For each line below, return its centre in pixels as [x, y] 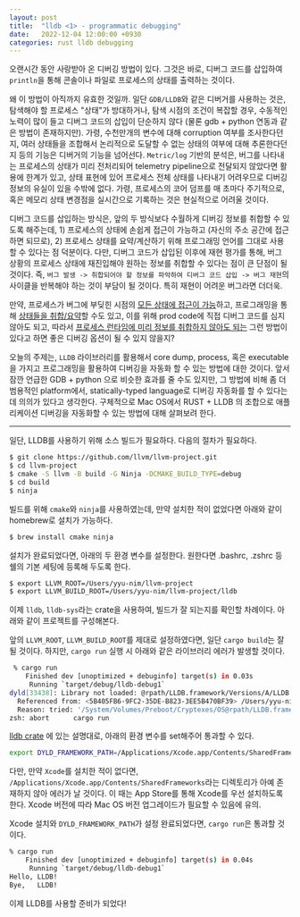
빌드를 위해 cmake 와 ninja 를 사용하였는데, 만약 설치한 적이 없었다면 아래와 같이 [146, 509]
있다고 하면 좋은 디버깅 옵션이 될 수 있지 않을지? [92, 338]
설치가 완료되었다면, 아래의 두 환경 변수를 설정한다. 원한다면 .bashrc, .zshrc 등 [146, 555]
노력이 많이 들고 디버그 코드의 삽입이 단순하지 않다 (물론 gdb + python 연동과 [144, 122]
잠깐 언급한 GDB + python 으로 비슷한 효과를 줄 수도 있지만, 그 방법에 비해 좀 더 [148, 380]
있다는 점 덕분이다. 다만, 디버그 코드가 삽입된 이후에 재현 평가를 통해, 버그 [155, 252]
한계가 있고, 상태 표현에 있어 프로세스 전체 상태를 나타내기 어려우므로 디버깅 [157, 177]
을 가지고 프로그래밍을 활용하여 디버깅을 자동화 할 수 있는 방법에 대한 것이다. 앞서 [150, 368]
